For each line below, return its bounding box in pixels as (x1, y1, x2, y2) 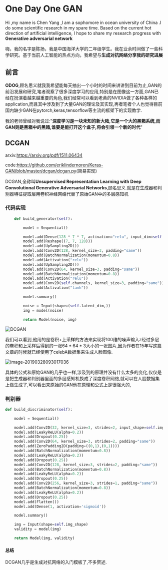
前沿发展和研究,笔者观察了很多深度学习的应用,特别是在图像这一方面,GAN (5, 88, 154, 94)
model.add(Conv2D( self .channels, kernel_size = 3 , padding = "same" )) (23, 281, 164, 286)
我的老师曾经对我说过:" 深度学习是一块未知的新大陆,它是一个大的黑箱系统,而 (5, 118, 160, 124)
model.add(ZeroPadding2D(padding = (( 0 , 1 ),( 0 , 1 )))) (14, 444, 120, 449)
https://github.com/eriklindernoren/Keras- (16, 162, 103, 168)
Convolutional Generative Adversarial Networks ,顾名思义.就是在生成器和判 (5, 184, 162, 190)
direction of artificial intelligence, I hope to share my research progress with (5, 30, 161, 36)
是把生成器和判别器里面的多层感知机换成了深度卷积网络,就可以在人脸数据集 (5, 375, 160, 381)
